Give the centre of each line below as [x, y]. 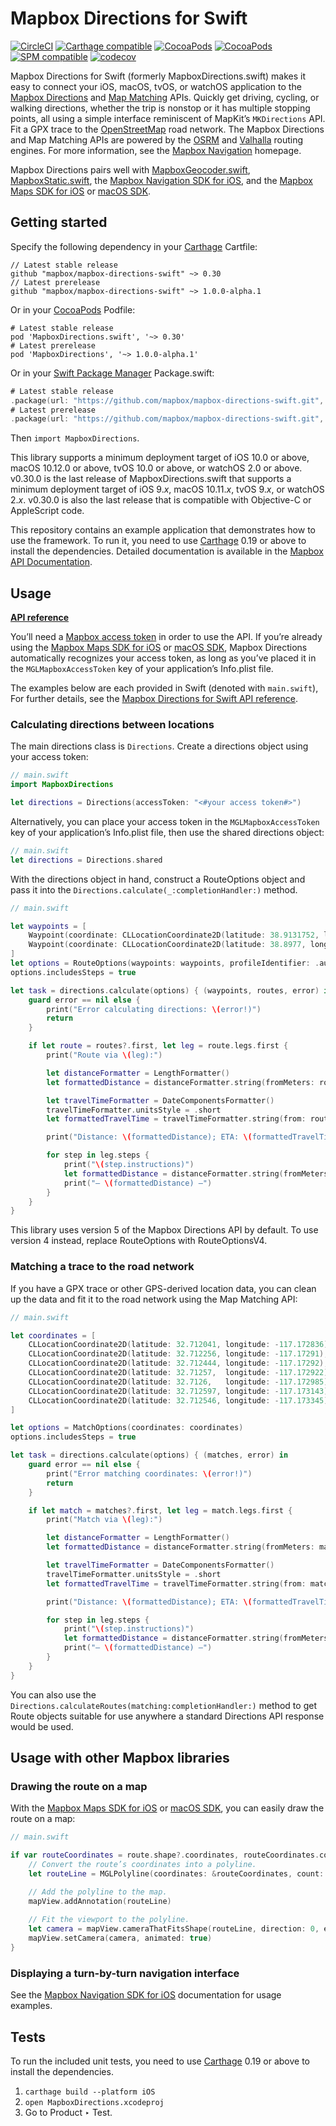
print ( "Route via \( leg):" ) [104, 1055]
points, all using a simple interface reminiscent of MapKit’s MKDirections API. [168, 118]
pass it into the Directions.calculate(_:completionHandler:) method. [154, 889]
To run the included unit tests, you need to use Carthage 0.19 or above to [160, 2061]
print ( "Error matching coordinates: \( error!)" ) [149, 1473]
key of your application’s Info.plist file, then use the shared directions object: [167, 832]
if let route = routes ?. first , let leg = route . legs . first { [158, 1046]
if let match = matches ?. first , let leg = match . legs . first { [160, 1510]
